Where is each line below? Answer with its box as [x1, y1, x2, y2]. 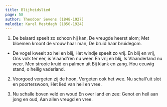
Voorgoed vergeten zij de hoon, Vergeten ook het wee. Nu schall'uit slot [12, 76, 161, 82]
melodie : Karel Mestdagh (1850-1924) [5, 21, 84, 27]
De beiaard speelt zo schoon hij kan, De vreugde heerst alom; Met [12, 35, 149, 41]
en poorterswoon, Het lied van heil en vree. [12, 81, 102, 87]
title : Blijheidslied [5, 7, 51, 13]
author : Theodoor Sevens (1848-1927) [5, 17, 84, 22]
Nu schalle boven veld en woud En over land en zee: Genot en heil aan [12, 91, 158, 97]
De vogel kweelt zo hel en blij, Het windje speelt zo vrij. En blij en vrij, [12, 50, 155, 56]
